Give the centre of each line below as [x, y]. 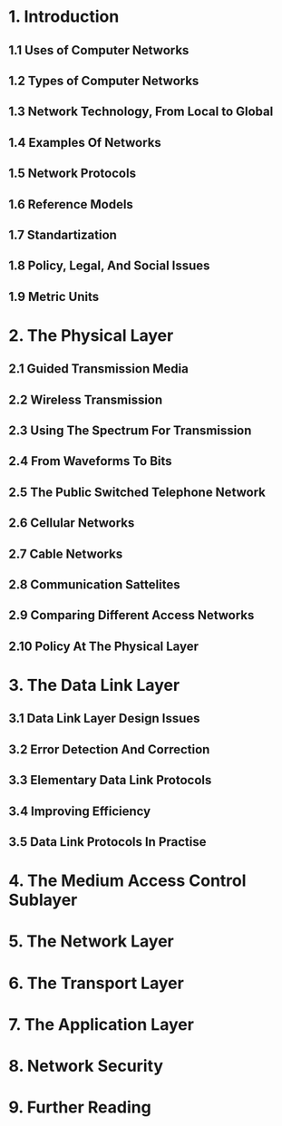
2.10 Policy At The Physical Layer [104, 646]
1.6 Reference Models [71, 204]
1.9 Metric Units [54, 296]
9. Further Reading [80, 1107]
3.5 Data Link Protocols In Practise [107, 842]
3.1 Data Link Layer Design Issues [104, 718]
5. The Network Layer [91, 942]
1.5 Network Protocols [73, 174]
